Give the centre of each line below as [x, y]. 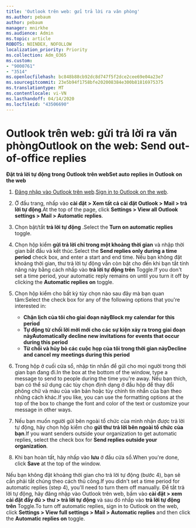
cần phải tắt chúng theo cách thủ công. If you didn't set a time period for [93, 481]
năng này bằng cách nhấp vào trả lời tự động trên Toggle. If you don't [98, 270]
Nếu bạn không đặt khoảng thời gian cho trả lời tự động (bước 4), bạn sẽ [93, 475]
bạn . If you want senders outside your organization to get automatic [96, 434]
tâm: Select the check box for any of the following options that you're [97, 300]
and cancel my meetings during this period [76, 355]
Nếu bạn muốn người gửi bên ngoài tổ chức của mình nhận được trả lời [99, 421]
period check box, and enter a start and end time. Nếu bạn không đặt [98, 257]
